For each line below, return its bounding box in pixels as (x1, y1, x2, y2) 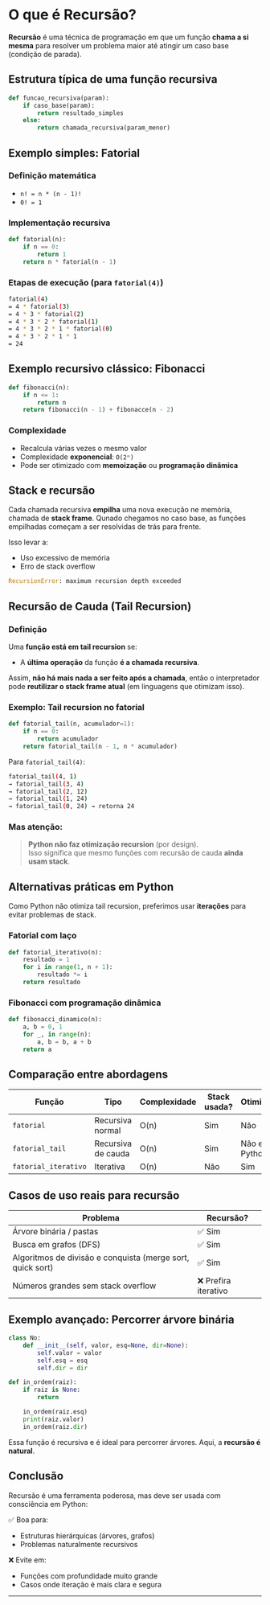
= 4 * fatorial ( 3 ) (8, 302, 70, 310)
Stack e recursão (8, 484, 96, 498)
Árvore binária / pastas (12, 1226, 99, 1238)
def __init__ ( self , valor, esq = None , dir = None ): (22, 1341, 189, 1349)
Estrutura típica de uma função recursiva (8, 72, 218, 86)
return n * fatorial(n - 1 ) (22, 257, 117, 266)
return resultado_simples (37, 109, 125, 117)
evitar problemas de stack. (8, 910, 96, 920)
